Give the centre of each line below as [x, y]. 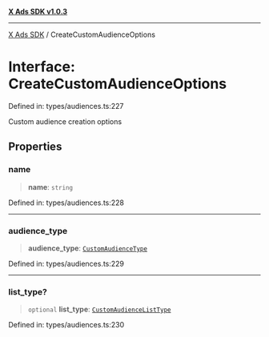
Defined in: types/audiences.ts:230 [66, 325]
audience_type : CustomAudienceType [88, 248]
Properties [35, 147]
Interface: [42, 67]
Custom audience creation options [65, 121]
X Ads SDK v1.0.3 [38, 12]
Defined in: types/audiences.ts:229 [66, 263]
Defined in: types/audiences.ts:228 [66, 203]
